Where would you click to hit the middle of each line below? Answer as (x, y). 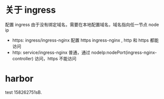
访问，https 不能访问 (55, 58)
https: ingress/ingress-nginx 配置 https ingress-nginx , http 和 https (81, 40)
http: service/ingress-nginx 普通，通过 (51, 52)
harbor (19, 79)
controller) (23, 58)
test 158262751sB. (24, 92)
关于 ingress (31, 10)
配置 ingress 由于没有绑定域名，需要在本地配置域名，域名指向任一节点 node (82, 25)
